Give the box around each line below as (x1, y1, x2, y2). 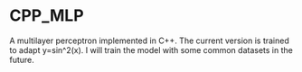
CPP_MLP (9, 5, 84, 26)
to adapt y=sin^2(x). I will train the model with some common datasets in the (9, 44, 294, 55)
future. (9, 54, 34, 65)
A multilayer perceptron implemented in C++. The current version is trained (9, 35, 289, 46)
